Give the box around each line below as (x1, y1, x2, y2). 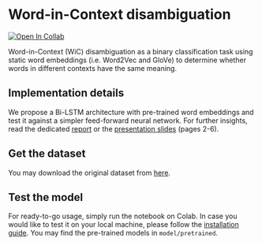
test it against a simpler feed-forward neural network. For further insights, (8, 116, 248, 125)
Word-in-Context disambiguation (8, 6, 231, 24)
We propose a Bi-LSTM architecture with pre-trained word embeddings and (8, 107, 254, 117)
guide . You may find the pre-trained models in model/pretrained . (8, 228, 219, 238)
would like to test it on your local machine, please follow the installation (8, 220, 239, 229)
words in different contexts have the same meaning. (8, 63, 178, 72)
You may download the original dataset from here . (8, 168, 171, 177)
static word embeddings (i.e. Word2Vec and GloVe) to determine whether (8, 55, 247, 65)
